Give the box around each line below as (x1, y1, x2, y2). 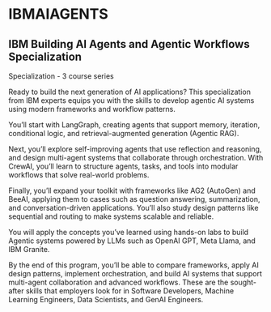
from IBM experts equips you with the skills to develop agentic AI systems (8, 96, 255, 105)
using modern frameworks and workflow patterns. (8, 105, 176, 113)
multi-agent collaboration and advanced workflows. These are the (8, 277, 229, 287)
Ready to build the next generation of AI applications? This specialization (8, 87, 251, 96)
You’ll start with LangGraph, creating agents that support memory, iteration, (8, 120, 260, 130)
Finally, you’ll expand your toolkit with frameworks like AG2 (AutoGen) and (8, 186, 256, 195)
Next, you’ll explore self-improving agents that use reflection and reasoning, (8, 144, 262, 154)
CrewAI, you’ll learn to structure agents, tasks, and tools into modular (8, 161, 239, 171)
